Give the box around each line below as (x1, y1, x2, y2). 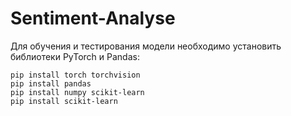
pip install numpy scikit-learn (10, 87, 145, 97)
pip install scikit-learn (10, 96, 118, 106)
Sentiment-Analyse (10, 7, 176, 30)
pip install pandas (10, 78, 92, 89)
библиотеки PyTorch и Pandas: (10, 50, 140, 62)
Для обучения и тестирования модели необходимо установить (10, 40, 282, 52)
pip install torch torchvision (10, 70, 141, 80)
